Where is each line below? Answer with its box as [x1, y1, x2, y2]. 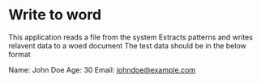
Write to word [8, 6, 102, 24]
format [8, 49, 31, 59]
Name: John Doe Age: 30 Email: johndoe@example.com [8, 64, 196, 74]
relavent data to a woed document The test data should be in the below [8, 40, 246, 50]
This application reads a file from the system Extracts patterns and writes [8, 32, 254, 42]
